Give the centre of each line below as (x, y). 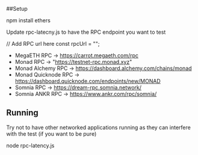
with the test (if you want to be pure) (51, 134)
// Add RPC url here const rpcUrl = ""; (53, 44)
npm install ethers (29, 20)
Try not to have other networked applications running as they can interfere (98, 127)
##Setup (17, 9)
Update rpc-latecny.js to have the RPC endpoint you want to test (86, 32)
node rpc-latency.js (30, 145)
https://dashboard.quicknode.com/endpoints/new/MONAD (88, 81)
